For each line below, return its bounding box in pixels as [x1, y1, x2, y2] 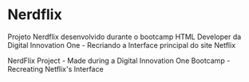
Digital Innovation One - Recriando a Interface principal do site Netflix [7, 40, 236, 49]
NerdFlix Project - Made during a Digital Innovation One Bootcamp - [7, 56, 231, 65]
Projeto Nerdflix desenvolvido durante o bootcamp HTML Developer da [7, 32, 242, 41]
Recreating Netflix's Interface [7, 64, 105, 73]
